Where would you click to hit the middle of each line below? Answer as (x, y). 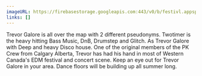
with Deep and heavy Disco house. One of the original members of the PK (98, 47)
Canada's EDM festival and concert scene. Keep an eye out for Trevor (93, 60)
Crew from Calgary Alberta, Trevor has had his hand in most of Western (95, 53)
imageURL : (19, 12)
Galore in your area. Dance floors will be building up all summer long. (92, 66)
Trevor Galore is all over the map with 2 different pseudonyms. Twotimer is (99, 34)
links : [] (19, 17)
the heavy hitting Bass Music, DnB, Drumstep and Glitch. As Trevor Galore (98, 41)
